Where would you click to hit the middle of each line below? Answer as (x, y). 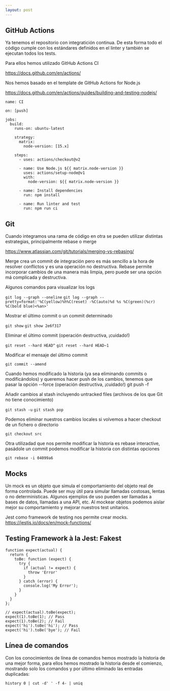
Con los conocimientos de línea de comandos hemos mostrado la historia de (85, 658)
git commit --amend (26, 365)
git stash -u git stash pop (34, 410)
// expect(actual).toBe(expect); (41, 612)
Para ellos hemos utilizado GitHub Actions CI (52, 63)
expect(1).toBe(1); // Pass (35, 616)
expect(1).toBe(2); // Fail (35, 621)
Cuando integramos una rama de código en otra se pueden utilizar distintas (84, 236)
